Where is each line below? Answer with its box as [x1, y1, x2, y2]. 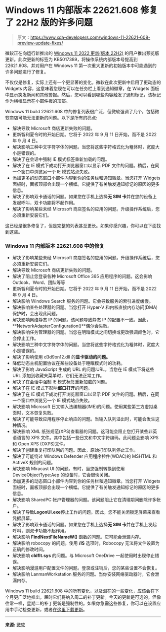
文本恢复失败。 [25, 410, 56, 416]
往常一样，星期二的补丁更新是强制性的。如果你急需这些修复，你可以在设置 [5, 600, 157, 606]
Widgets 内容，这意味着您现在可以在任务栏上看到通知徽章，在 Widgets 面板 [5, 85, 160, 91]
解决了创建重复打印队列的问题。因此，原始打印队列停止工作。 [12, 447, 138, 453]
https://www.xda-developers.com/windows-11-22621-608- [30, 34, 151, 40]
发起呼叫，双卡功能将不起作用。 [12, 200, 78, 206]
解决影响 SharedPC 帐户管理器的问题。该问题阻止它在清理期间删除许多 [12, 497, 157, 503]
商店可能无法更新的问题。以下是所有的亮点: [9, 115, 98, 121]
